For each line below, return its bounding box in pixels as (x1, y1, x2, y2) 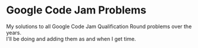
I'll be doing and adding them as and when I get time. (6, 35, 136, 42)
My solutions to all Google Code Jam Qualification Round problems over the (6, 23, 192, 30)
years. (6, 29, 22, 36)
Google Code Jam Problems (6, 4, 147, 17)
